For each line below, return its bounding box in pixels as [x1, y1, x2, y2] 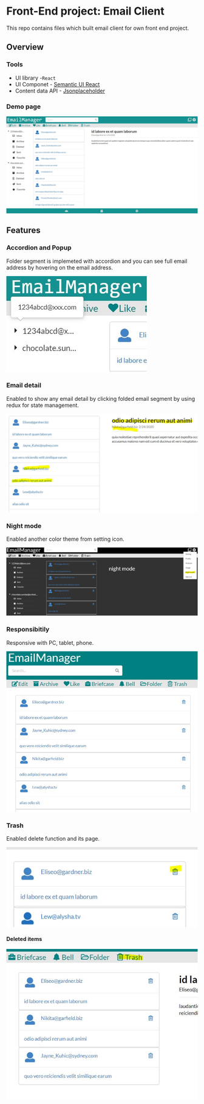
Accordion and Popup [6, 243, 72, 252]
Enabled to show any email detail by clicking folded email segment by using [6, 395, 195, 402]
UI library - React [15, 74, 56, 82]
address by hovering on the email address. [6, 263, 114, 271]
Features [6, 225, 41, 235]
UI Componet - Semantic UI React [15, 80, 100, 88]
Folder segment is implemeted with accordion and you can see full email [6, 257, 188, 265]
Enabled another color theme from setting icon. [6, 535, 124, 543]
